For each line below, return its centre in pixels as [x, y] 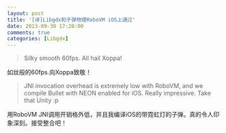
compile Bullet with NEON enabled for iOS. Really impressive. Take [117, 93]
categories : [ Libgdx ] [38, 39]
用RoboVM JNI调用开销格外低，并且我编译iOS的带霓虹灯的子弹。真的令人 [110, 115]
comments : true [29, 32]
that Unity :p [41, 100]
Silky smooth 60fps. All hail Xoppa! [73, 58]
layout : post [26, 13]
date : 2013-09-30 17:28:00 [45, 26]
